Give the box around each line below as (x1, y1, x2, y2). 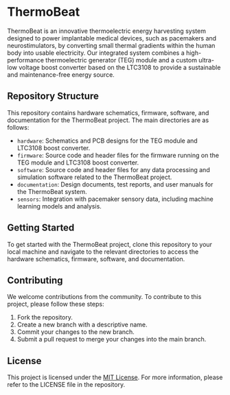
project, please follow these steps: (7, 300, 104, 309)
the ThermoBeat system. (16, 187, 87, 195)
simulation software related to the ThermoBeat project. (16, 173, 172, 181)
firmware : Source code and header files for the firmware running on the (16, 151, 220, 159)
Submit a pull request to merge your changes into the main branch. (16, 335, 207, 344)
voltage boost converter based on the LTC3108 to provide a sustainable (18, 63, 221, 71)
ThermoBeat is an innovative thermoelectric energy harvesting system (7, 27, 206, 35)
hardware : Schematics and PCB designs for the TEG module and (16, 136, 198, 145)
